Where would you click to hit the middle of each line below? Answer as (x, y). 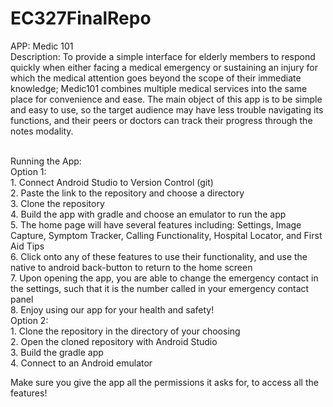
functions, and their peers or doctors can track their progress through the (161, 120)
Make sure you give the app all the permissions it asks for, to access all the (164, 382)
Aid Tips (27, 246)
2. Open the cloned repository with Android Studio (114, 341)
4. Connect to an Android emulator (81, 363)
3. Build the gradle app (57, 352)
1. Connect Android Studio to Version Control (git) (112, 182)
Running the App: (46, 161)
